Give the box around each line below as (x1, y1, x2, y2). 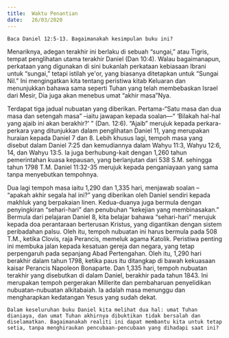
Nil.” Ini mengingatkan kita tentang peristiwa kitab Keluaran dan (7, 76, 186, 84)
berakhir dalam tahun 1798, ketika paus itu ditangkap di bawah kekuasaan (7, 256, 216, 264)
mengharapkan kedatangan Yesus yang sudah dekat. (7, 293, 158, 301)
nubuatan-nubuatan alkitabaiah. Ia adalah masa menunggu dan (7, 286, 186, 294)
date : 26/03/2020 (7, 16, 63, 23)
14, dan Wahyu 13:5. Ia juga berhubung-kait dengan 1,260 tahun (7, 148, 187, 157)
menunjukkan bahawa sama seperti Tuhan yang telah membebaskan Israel (7, 84, 218, 92)
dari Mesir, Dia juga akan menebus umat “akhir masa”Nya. (7, 91, 171, 100)
